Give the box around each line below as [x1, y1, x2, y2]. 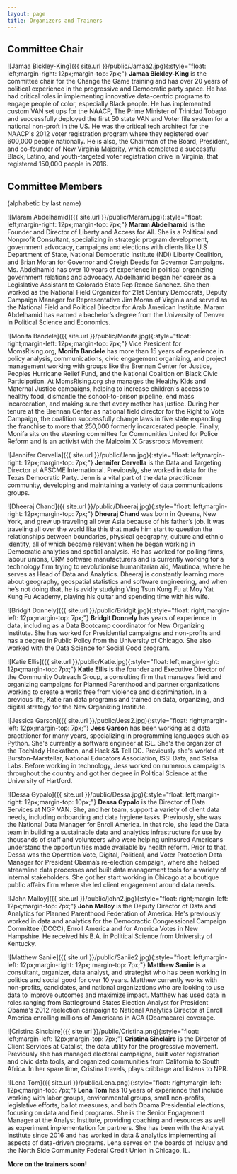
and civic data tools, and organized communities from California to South [7, 1057, 220, 1066]
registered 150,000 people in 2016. [7, 160, 108, 169]
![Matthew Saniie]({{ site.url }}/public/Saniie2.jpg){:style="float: [7, 953, 192, 962]
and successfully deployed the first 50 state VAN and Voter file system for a [7, 115, 229, 123]
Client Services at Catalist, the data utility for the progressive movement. [7, 1042, 219, 1051]
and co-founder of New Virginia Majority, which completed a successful [7, 144, 217, 153]
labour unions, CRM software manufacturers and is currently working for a [7, 555, 224, 564]
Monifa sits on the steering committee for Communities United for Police [7, 430, 218, 438]
